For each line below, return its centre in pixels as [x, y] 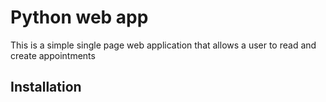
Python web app [79, 17]
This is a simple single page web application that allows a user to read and [163, 45]
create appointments [53, 55]
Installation [46, 87]
